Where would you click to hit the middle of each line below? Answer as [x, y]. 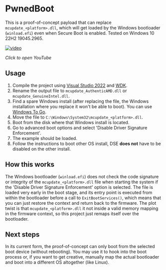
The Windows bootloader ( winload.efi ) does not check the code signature [82, 176]
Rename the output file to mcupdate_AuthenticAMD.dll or [70, 91]
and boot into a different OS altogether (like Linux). [57, 263]
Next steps [22, 234]
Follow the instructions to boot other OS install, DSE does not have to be [86, 143]
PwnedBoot [30, 9]
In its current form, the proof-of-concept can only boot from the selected [80, 247]
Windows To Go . [29, 112]
